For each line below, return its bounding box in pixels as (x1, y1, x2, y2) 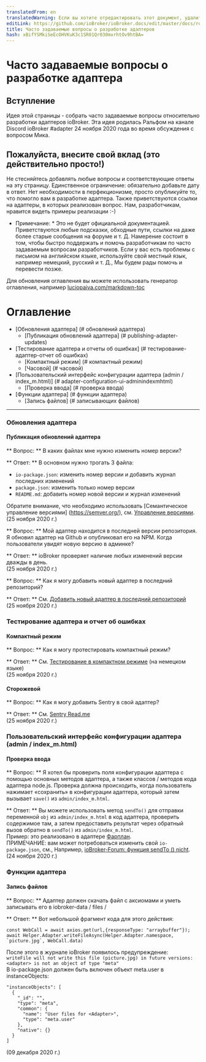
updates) (24, 338, 47, 345)
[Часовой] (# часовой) (24, 364, 84, 372)
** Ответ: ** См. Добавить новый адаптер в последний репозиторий (6, 596, 186, 602)
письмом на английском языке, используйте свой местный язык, (15, 252, 188, 260)
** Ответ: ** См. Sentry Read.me (6, 710, 91, 718)
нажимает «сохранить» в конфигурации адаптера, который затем (6, 788, 180, 796)
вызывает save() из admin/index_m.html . (6, 795, 110, 802)
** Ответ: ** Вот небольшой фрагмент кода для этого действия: (6, 915, 174, 922)
